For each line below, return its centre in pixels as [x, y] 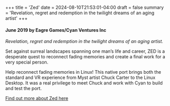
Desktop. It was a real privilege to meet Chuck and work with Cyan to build [84, 83]
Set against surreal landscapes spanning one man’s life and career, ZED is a [85, 51]
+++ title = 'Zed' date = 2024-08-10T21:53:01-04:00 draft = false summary [84, 7]
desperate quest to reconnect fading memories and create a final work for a [85, 57]
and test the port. [24, 89]
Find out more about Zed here [37, 98]
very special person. [27, 62]
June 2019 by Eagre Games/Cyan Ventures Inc [56, 30]
